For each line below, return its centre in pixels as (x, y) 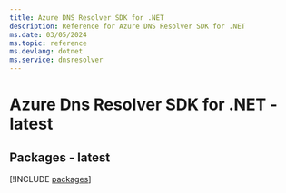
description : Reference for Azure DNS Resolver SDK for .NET (128, 26)
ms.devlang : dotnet (46, 52)
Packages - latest (60, 157)
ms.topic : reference (49, 43)
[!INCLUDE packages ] (50, 179)
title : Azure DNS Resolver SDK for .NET (87, 18)
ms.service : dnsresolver (56, 60)
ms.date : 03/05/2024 (49, 34)
